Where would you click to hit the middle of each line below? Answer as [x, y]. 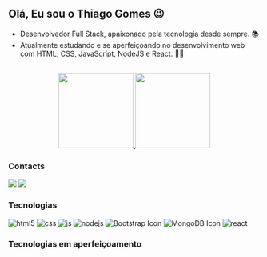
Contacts [27, 166]
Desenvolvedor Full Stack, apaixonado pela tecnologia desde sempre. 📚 [139, 34]
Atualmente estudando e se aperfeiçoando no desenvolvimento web [132, 45]
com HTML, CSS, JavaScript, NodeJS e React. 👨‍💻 [102, 53]
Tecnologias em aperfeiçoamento [75, 244]
